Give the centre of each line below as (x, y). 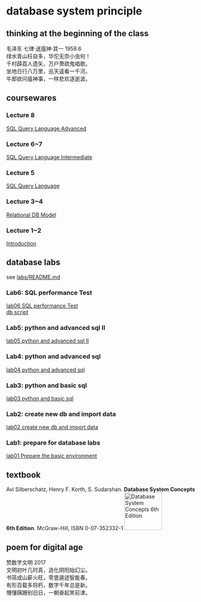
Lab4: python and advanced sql (54, 356)
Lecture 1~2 (24, 230)
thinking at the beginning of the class (78, 33)
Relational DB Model (31, 215)
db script (17, 312)
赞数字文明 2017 (26, 563)
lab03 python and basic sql (40, 398)
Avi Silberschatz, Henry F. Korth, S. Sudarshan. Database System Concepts (101, 489)
